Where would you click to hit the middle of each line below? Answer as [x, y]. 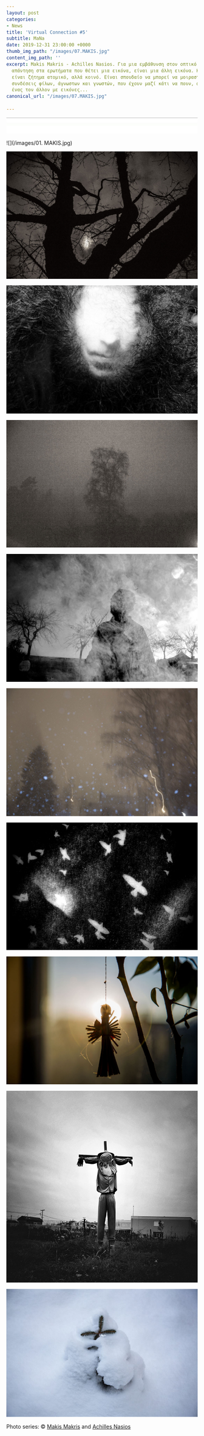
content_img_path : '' [34, 58]
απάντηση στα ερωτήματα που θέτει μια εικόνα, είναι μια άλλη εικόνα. [103, 71]
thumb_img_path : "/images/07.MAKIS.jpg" [58, 52]
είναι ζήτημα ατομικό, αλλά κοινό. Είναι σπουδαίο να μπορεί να [95, 77]
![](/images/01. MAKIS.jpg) [39, 142]
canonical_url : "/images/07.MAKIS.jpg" [57, 96]
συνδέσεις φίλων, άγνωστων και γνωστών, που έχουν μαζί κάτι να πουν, [103, 83]
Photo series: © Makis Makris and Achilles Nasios [69, 1426]
